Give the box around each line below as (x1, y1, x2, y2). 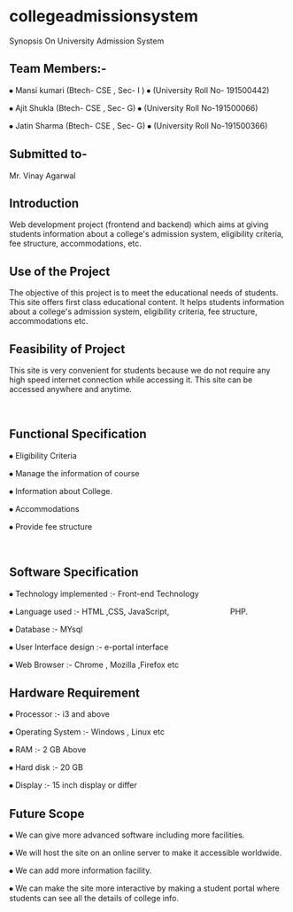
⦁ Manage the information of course (9, 468, 140, 478)
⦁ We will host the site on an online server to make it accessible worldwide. (9, 847, 282, 858)
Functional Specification (9, 427, 148, 442)
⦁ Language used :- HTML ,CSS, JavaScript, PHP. (9, 606, 249, 617)
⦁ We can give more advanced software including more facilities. (9, 829, 245, 840)
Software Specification (9, 565, 139, 580)
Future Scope (9, 806, 85, 822)
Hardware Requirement (9, 686, 140, 701)
